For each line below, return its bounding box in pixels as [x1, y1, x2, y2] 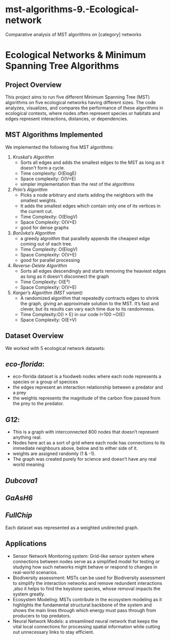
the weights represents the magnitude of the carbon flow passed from [12, 395, 161, 401]
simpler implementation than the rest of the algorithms [20, 181, 135, 187]
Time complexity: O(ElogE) [20, 170, 77, 176]
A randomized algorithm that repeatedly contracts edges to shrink [20, 295, 159, 301]
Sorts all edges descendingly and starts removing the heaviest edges [20, 268, 166, 274]
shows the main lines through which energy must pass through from [12, 607, 157, 613]
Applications [5, 539, 47, 548]
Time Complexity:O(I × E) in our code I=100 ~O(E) [20, 311, 125, 317]
